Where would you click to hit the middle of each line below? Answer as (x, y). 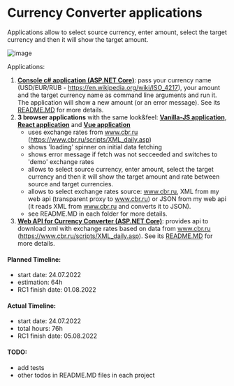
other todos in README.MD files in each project (86, 375)
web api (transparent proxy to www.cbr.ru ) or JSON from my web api (127, 199)
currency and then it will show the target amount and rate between (124, 177)
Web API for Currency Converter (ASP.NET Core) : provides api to (113, 221)
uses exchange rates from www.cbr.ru (83, 132)
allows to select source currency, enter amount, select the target (121, 169)
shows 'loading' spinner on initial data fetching (95, 147)
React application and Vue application (74, 124)
